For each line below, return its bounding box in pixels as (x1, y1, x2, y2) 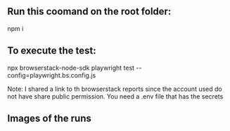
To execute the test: (7, 45, 96, 57)
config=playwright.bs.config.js (7, 70, 96, 80)
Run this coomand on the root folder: (7, 6, 172, 18)
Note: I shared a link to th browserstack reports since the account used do (7, 85, 223, 93)
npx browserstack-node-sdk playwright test (7, 63, 135, 72)
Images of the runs (7, 113, 91, 125)
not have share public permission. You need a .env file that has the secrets (7, 92, 224, 101)
